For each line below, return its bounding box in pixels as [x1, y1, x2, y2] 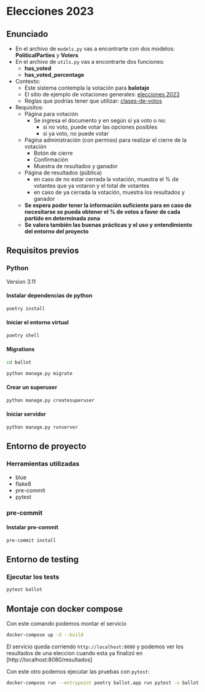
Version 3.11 [6, 278, 36, 285]
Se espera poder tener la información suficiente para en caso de [24, 201, 192, 209]
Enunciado [6, 29, 48, 39]
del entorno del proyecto [24, 228, 89, 235]
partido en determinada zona [24, 215, 100, 222]
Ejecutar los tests [6, 572, 60, 581]
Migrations [6, 346, 35, 353]
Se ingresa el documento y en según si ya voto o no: [33, 117, 167, 124]
